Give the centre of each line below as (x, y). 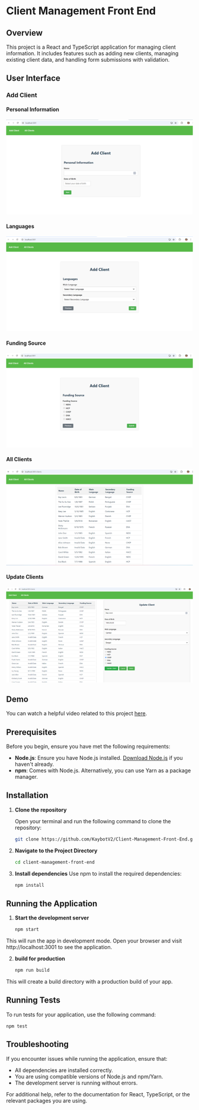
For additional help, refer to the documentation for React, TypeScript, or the (98, 1094)
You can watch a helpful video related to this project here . (77, 713)
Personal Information (33, 109)
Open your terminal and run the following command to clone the (93, 821)
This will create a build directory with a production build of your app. (89, 982)
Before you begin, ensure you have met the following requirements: (88, 747)
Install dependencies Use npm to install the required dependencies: (98, 873)
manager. (26, 777)
